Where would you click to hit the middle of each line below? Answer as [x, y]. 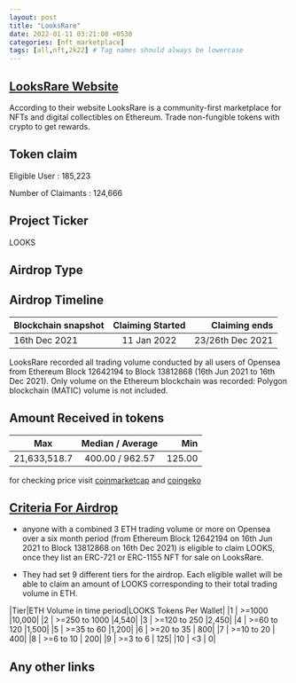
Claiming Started [149, 325]
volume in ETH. [50, 593]
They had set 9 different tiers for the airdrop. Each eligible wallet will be [152, 575]
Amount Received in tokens [87, 418]
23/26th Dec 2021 [234, 340]
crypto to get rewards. [50, 126]
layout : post [33, 17]
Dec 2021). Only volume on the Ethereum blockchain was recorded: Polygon [148, 381]
